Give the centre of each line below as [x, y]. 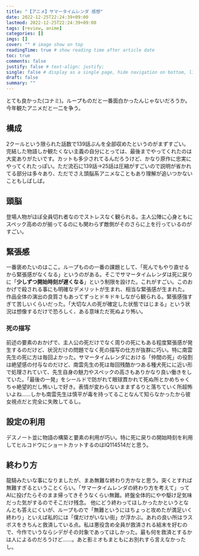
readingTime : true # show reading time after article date [81, 50]
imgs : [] [17, 39]
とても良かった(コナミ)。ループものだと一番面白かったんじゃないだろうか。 [98, 101]
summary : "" [21, 83]
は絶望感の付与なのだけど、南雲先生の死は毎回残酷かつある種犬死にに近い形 [99, 364]
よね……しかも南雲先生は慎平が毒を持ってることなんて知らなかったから [98, 394]
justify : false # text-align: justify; [55, 67]
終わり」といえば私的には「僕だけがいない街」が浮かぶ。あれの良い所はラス [99, 518]
